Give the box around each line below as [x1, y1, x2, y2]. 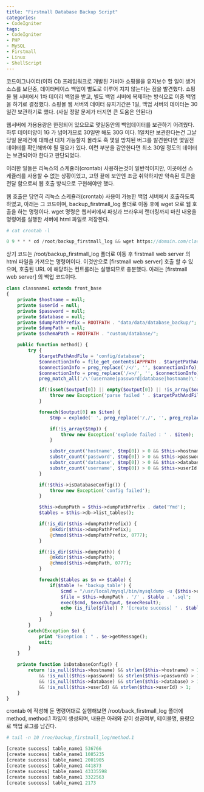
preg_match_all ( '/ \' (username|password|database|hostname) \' [38, 376, 197, 382]
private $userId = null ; [17, 302, 80, 309]
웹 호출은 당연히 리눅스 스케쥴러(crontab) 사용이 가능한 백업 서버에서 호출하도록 [6, 193, 195, 200]
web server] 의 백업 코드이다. [6, 273, 77, 280]
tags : [6, 26, 20, 32]
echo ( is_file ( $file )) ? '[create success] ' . [60, 605, 183, 612]
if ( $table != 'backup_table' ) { [49, 582, 132, 588]
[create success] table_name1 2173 [6, 780, 97, 786]
